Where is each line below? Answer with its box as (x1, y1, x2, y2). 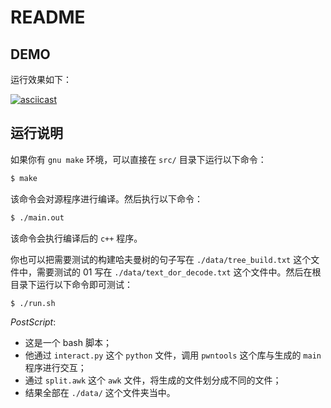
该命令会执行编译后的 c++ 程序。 (10, 232, 143, 244)
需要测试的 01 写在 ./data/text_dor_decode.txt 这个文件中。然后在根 (36, 266, 322, 278)
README (10, 6, 86, 29)
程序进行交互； (24, 362, 87, 374)
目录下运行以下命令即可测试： (10, 278, 133, 290)
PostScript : (10, 316, 57, 328)
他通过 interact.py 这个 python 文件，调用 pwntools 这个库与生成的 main (24, 349, 322, 361)
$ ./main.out (10, 212, 65, 223)
